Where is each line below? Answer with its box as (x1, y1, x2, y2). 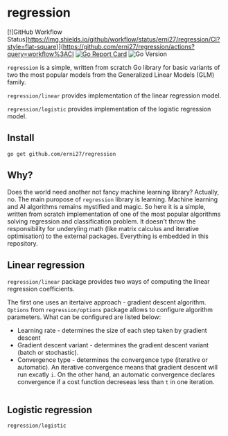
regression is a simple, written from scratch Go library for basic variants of (7, 63, 220, 71)
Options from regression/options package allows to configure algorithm (7, 306, 213, 314)
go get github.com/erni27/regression (7, 150, 116, 157)
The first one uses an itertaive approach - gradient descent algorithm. (7, 298, 207, 307)
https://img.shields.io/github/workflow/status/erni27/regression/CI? (27, 35, 220, 43)
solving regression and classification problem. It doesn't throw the (7, 217, 196, 226)
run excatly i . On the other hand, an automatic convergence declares (17, 370, 216, 379)
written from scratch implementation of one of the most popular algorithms (7, 210, 221, 218)
